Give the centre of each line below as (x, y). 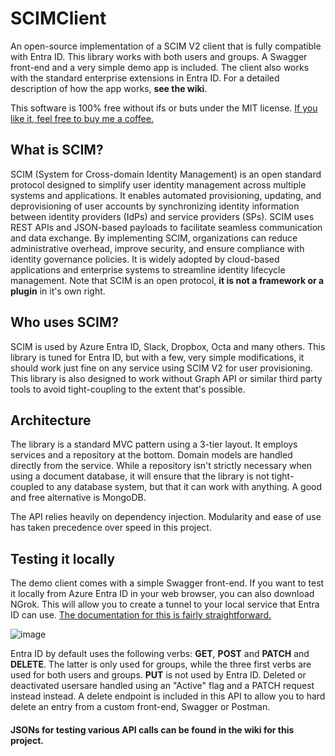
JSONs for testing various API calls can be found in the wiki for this (152, 729)
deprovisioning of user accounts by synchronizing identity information (155, 206)
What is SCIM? (57, 150)
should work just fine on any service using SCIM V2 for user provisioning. (161, 368)
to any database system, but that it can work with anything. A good (184, 487)
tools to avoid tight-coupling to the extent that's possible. (128, 389)
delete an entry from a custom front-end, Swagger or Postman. (140, 707)
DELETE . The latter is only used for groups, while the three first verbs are (161, 664)
